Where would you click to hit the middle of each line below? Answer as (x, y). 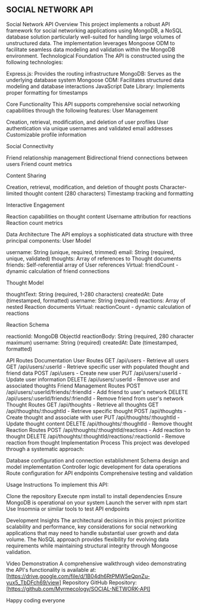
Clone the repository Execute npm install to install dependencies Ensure (94, 496)
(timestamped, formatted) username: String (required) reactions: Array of (96, 301)
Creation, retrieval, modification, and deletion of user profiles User (87, 122)
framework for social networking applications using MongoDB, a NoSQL (94, 30)
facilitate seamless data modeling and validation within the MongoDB (91, 49)
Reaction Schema (28, 324)
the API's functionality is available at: (51, 570)
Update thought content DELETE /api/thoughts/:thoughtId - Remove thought (99, 423)
